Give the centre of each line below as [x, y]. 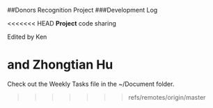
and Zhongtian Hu [60, 65]
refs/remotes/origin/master [167, 97]
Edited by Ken [27, 37]
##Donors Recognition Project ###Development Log [82, 10]
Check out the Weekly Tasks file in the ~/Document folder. [91, 84]
